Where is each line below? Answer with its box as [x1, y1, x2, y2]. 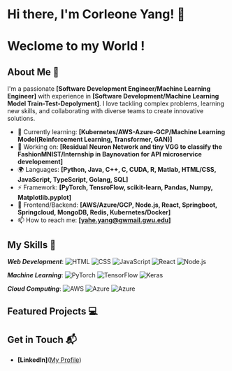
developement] [17, 157, 63, 166]
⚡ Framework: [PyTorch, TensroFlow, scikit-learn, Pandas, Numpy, [17, 183, 213, 191]
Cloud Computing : [7, 284, 61, 293]
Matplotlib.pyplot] [17, 194, 72, 202]
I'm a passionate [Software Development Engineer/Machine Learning [7, 85, 211, 93]
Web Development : [7, 258, 64, 265]
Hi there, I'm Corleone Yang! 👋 [7, 6, 185, 22]
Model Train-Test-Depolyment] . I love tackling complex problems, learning [7, 99, 225, 108]
